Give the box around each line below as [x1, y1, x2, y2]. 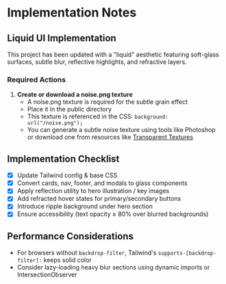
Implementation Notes [7, 5, 137, 21]
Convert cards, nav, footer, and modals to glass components [16, 179, 188, 187]
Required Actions [7, 74, 66, 84]
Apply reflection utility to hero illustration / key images [16, 187, 170, 195]
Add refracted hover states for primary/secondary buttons [16, 195, 181, 203]
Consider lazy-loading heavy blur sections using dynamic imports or [16, 263, 210, 272]
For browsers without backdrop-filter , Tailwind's [16, 249, 157, 257]
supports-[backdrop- [158, 250, 217, 257]
